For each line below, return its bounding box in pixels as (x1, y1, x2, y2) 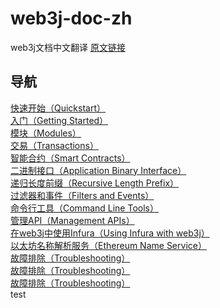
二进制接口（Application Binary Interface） (10, 164, 187, 176)
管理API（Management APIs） (10, 214, 135, 226)
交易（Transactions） (10, 139, 99, 151)
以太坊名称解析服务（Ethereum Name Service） (10, 239, 207, 251)
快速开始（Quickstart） (10, 102, 107, 114)
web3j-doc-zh (10, 7, 133, 30)
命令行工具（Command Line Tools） (10, 202, 159, 214)
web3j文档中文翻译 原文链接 (10, 41, 126, 53)
